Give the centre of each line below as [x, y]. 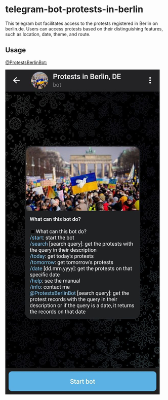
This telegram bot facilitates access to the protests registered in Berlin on [82, 23]
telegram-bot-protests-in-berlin [74, 9]
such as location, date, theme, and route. [48, 34]
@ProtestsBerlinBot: [26, 62]
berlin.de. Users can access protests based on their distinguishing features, [84, 28]
